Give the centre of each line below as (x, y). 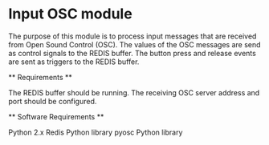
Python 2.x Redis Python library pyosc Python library (96, 132)
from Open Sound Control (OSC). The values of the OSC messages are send (134, 44)
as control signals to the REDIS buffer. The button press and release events (132, 53)
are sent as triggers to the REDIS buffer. (74, 62)
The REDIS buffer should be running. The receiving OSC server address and (134, 92)
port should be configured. (53, 101)
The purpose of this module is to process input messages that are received (132, 36)
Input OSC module (70, 14)
